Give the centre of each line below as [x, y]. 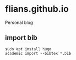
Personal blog [19, 22]
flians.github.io [37, 9]
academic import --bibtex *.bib [38, 53]
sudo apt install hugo [28, 49]
